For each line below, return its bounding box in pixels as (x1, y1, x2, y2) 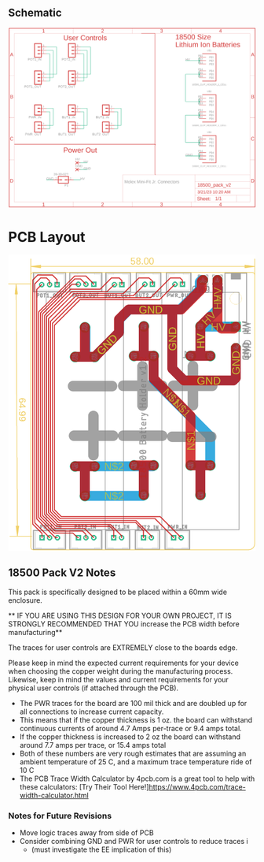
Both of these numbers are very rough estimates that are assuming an (19, 749, 247, 758)
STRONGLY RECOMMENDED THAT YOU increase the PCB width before (8, 619, 240, 629)
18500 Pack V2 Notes (8, 567, 116, 580)
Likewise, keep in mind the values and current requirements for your (8, 674, 229, 684)
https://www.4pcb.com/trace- (148, 782, 246, 791)
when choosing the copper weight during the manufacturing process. (8, 666, 233, 676)
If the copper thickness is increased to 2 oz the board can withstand (19, 732, 241, 741)
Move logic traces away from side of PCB (19, 828, 155, 838)
